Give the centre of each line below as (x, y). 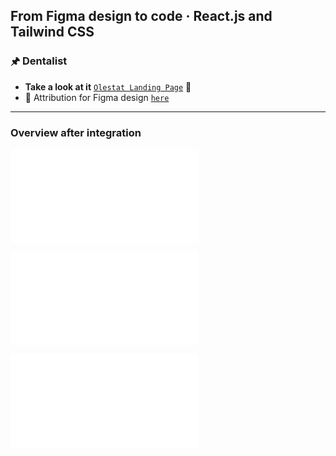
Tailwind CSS (52, 32)
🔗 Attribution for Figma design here (97, 97)
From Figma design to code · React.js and (141, 16)
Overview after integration (76, 132)
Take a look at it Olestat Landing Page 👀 (108, 86)
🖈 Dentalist (39, 61)
